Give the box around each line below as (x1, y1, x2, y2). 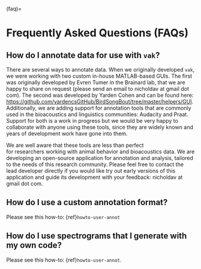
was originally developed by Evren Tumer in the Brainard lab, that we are (6, 79, 185, 86)
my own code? (6, 240, 62, 250)
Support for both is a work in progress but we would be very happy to (6, 117, 179, 124)
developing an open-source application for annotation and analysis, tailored (6, 155, 194, 161)
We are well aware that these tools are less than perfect (6, 141, 144, 149)
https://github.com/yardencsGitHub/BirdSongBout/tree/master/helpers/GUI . (6, 98, 194, 105)
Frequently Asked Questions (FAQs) (6, 26, 189, 40)
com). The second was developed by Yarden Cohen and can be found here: (6, 91, 194, 99)
